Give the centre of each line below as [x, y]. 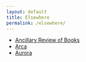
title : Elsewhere [28, 17]
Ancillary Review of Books [47, 40]
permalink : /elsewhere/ [36, 23]
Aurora [23, 53]
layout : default [26, 12]
